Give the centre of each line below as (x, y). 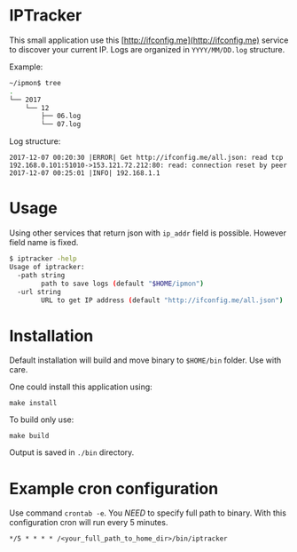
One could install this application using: (81, 387)
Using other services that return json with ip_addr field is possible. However (148, 233)
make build (29, 436)
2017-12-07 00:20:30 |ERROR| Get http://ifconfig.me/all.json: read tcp (146, 158)
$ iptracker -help (43, 259)
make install (33, 404)
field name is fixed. (44, 243)
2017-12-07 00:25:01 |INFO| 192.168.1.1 (85, 173)
